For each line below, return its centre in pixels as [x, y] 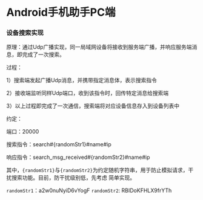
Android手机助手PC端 [61, 12]
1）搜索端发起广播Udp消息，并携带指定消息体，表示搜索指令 [82, 80]
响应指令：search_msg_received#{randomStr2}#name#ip [78, 157]
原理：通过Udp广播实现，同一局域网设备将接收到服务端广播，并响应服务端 [99, 47]
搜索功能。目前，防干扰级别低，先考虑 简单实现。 [73, 178]
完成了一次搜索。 [43, 54]
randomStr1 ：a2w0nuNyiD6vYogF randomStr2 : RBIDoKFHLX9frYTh [89, 190]
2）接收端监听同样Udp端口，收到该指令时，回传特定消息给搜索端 [88, 93]
